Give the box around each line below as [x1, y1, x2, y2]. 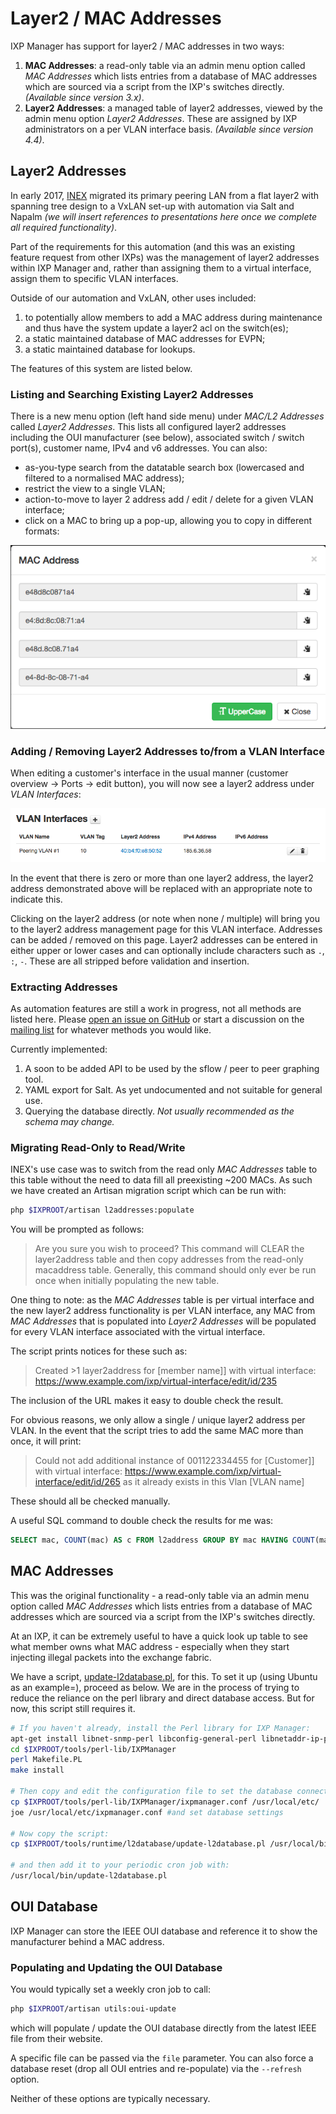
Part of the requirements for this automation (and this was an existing [10, 240, 296, 252]
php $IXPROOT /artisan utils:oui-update [10, 2004, 177, 2014]
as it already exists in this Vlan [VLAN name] [122, 1476, 305, 1488]
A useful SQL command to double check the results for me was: [10, 1515, 274, 1527]
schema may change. [24, 1115, 115, 1127]
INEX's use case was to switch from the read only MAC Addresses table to [10, 1163, 318, 1176]
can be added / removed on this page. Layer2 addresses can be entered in [10, 933, 318, 946]
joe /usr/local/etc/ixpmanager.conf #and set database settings [10, 1807, 284, 1817]
